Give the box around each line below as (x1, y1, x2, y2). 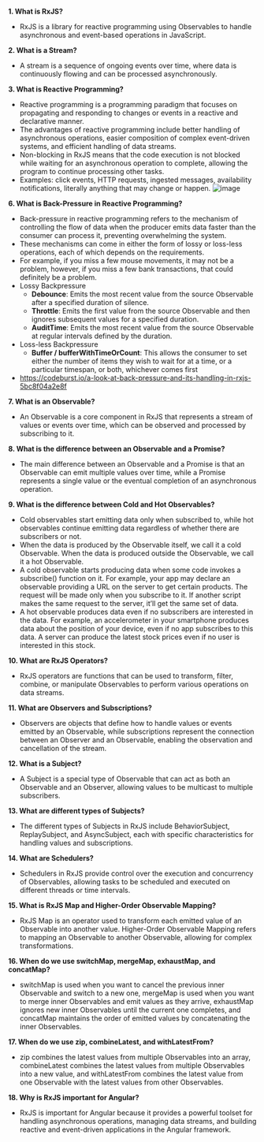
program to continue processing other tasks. (19, 167, 165, 176)
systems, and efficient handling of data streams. (19, 142, 177, 151)
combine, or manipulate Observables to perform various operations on (19, 679, 249, 689)
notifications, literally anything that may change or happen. (19, 184, 211, 192)
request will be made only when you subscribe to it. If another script (19, 590, 241, 600)
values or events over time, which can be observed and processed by (19, 421, 247, 430)
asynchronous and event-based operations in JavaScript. (19, 31, 206, 39)
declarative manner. (19, 117, 84, 125)
